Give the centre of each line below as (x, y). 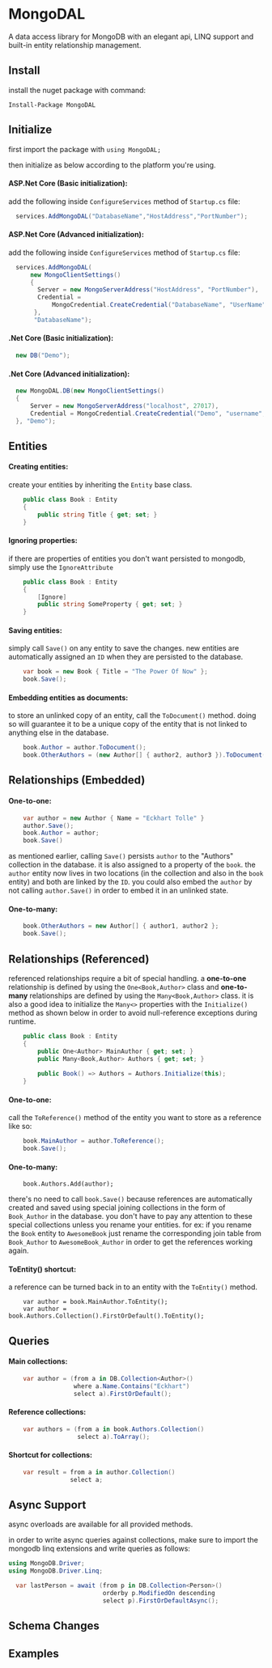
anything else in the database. (59, 732)
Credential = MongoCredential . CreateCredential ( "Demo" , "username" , (148, 414)
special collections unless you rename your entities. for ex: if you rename (130, 1225)
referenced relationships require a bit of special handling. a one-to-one (127, 978)
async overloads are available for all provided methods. (101, 1524)
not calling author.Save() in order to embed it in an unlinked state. (119, 890)
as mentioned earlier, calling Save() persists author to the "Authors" (121, 856)
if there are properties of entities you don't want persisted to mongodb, (127, 558)
